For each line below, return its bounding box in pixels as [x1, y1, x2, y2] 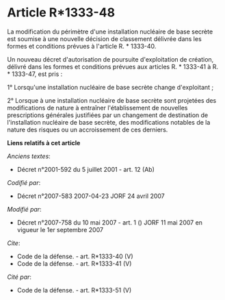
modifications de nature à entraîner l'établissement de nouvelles [7, 103, 188, 112]
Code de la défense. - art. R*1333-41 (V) [16, 259, 132, 268]
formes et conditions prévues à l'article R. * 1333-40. [7, 42, 157, 50]
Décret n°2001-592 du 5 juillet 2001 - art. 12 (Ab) [16, 165, 155, 173]
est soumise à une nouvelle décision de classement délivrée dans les [7, 34, 202, 42]
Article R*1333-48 [7, 5, 115, 21]
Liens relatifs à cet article [7, 138, 81, 147]
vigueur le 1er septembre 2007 [16, 225, 104, 234]
